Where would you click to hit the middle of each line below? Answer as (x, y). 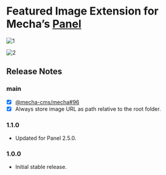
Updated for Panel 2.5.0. (46, 138)
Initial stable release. (41, 167)
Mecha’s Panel (44, 24)
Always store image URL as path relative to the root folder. (88, 109)
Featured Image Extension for (83, 11)
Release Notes (34, 72)
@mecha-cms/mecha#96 (47, 102)
